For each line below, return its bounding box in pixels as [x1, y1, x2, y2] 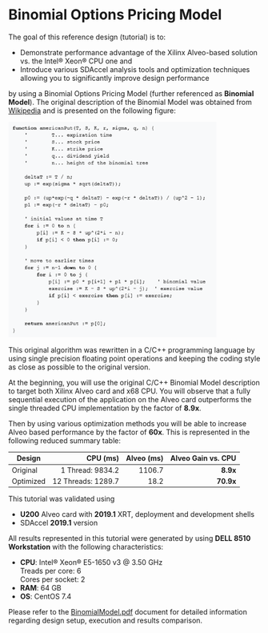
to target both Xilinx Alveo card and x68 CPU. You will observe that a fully [8, 386, 250, 396]
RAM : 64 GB [19, 583, 62, 593]
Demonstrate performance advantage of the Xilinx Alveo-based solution [19, 47, 258, 57]
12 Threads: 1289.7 [52, 476, 120, 486]
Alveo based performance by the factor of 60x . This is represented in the [8, 427, 250, 437]
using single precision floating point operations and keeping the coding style [8, 353, 261, 363]
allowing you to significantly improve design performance [19, 73, 210, 83]
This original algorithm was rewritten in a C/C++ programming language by [8, 345, 255, 354]
